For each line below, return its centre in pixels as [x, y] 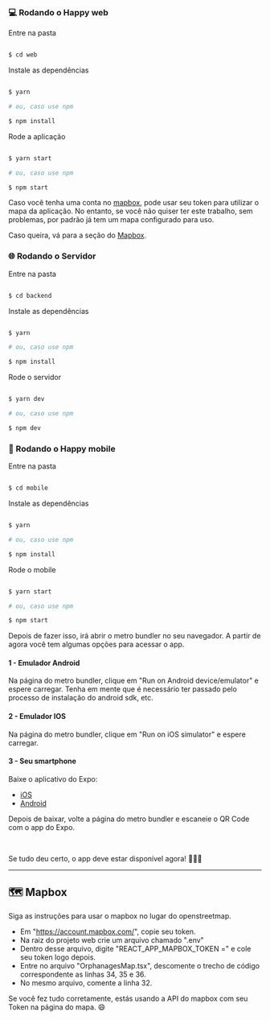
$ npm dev [25, 428]
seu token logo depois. [58, 957]
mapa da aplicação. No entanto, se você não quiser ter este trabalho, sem [131, 211]
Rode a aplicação [37, 136]
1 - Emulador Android [44, 663]
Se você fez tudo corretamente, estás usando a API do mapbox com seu [128, 998]
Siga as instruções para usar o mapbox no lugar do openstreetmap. [120, 915]
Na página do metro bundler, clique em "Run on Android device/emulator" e [134, 681]
